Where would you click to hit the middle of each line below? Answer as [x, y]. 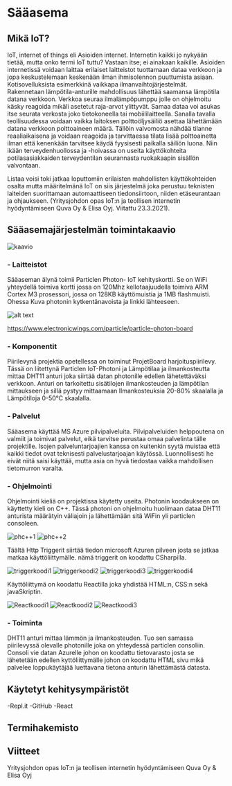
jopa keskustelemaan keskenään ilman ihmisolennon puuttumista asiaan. [111, 77]
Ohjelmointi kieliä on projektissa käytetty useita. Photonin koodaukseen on [113, 501]
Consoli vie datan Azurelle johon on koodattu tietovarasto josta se [101, 653]
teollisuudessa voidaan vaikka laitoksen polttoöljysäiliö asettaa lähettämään [115, 121]
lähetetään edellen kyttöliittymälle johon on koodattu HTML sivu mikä [106, 660]
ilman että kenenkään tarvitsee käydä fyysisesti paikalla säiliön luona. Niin [113, 143]
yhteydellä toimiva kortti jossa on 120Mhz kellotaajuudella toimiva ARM [108, 287]
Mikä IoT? [28, 38]
